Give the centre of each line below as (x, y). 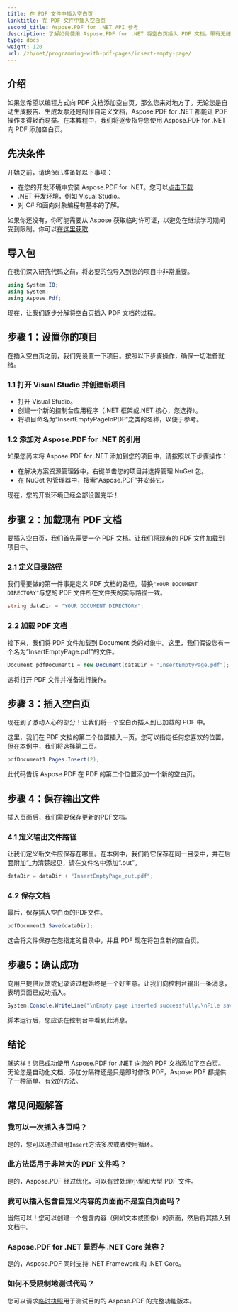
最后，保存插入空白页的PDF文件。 (57, 913)
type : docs (23, 40)
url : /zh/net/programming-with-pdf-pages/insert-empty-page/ (100, 54)
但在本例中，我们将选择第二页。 (54, 746)
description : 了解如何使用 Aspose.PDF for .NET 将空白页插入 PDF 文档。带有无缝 (119, 34)
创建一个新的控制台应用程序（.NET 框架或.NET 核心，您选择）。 (109, 410)
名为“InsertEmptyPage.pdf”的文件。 (66, 651)
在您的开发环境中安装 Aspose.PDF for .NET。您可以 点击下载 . (106, 187)
